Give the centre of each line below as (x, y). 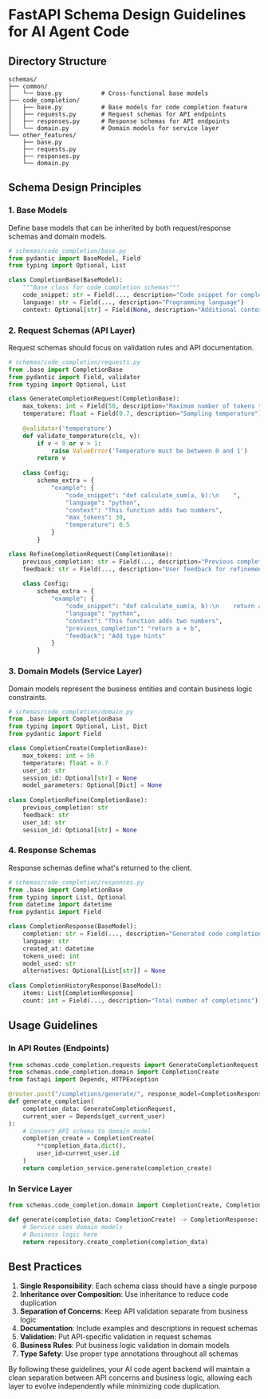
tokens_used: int (51, 956)
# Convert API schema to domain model (87, 1131)
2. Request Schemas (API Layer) (72, 330)
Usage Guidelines (53, 1026)
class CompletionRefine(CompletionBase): (78, 800)
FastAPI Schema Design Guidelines (127, 15)
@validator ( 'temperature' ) (67, 429)
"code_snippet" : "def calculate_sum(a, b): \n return (160, 607)
